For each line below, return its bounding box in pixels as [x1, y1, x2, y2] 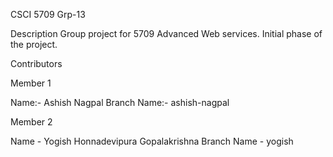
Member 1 [10, 77, 52, 89]
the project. [10, 39, 58, 50]
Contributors [10, 58, 63, 69]
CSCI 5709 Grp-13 [10, 9, 86, 20]
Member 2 [10, 116, 53, 128]
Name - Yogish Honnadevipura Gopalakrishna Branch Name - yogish [10, 135, 294, 147]
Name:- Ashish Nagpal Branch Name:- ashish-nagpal [10, 97, 230, 108]
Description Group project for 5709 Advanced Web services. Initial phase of [10, 28, 323, 39]
